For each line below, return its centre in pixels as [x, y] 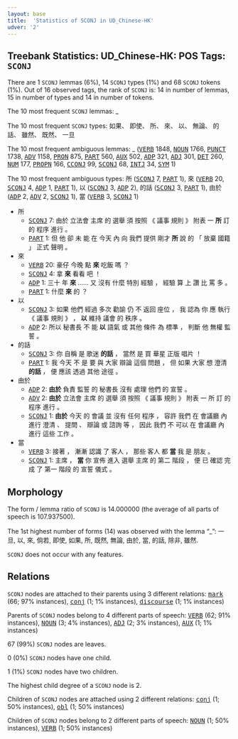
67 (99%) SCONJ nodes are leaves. [57, 644]
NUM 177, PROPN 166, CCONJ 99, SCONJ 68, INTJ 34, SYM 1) [92, 164]
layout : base [27, 14]
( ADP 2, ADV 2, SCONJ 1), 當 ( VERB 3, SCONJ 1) [73, 197]
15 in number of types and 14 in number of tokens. [81, 97]
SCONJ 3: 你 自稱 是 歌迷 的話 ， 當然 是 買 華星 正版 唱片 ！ [115, 354]
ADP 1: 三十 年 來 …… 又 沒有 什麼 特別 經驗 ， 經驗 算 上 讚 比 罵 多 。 [130, 283]
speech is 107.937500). [41, 517]
